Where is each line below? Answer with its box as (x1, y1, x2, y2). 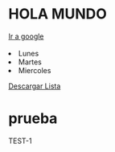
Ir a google (8, 31, 44, 41)
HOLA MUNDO (8, 5, 107, 23)
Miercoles (18, 65, 51, 75)
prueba (8, 109, 58, 128)
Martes (18, 57, 42, 67)
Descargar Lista (8, 81, 61, 91)
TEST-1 (8, 136, 32, 146)
